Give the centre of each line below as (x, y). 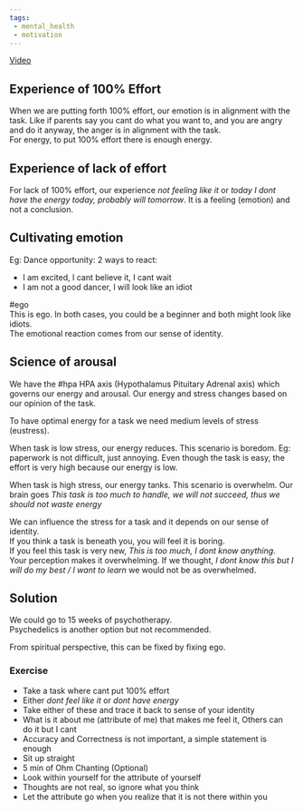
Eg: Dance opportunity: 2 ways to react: (84, 259)
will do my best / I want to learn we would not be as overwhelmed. (133, 570)
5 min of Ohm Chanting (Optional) (85, 767)
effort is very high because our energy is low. (94, 467)
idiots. (21, 324)
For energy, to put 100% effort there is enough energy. (111, 140)
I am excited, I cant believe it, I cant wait (97, 277)
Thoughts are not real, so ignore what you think (111, 787)
